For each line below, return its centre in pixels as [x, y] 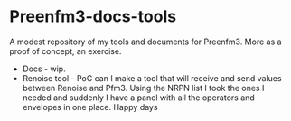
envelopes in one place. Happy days [90, 107]
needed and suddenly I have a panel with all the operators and [138, 98]
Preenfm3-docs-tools [93, 17]
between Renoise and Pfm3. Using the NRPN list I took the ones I [143, 88]
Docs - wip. [44, 69]
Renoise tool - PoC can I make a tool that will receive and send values [152, 78]
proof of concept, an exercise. [66, 51]
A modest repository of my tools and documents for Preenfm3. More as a [145, 42]
